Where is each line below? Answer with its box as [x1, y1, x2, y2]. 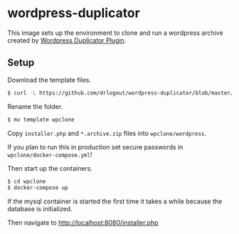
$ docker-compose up [7, 184, 69, 191]
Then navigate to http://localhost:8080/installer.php [7, 218, 159, 227]
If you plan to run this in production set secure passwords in [7, 142, 184, 151]
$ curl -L [7, 89, 37, 97]
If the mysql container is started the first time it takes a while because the [7, 197, 223, 206]
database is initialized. [7, 205, 73, 213]
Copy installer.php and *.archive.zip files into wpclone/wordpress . [7, 129, 207, 137]
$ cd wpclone [7, 178, 46, 185]
